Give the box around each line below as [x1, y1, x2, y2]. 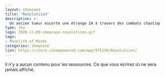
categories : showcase [5, 43, 50, 48]
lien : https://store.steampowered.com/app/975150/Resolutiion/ [5, 48, 137, 53]
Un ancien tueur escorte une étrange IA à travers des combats [9, 20, 141, 26]
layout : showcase [5, 7, 41, 12]
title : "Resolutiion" [5, 12, 50, 17]
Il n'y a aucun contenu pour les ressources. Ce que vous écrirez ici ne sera [5, 61, 157, 67]
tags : [5, 35, 16, 39]
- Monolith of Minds [5, 39, 48, 44]
